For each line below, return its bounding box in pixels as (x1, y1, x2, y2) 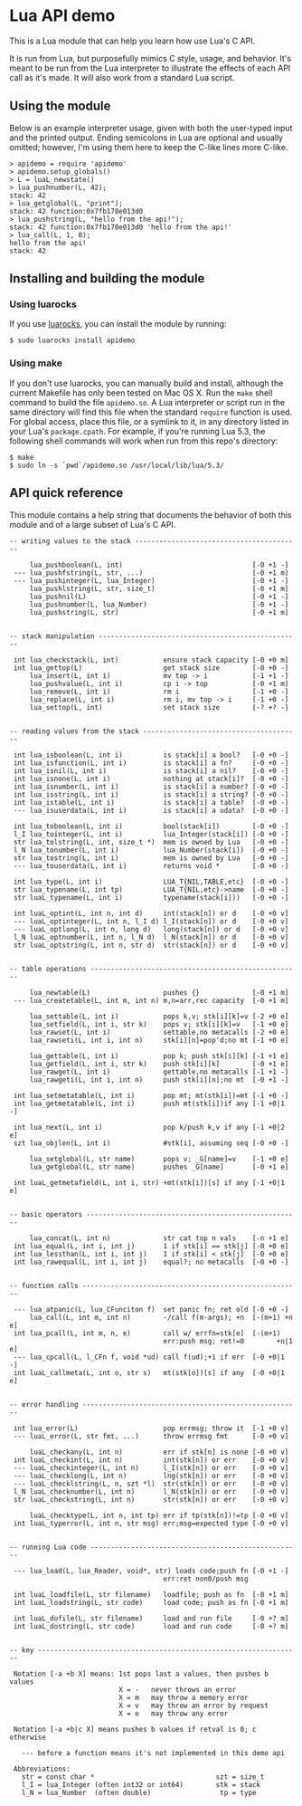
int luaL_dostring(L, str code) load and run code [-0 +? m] (13, 1621, 289, 1630)
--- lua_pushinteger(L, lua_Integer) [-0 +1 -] (13, 576, 289, 585)
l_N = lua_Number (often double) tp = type (21, 1788, 257, 1797)
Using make (9, 357, 63, 369)
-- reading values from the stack (9, 726, 140, 736)
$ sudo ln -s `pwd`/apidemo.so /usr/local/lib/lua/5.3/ (9, 461, 224, 470)
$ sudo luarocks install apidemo (9, 336, 136, 345)
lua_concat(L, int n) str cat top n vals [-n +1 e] (29, 1233, 289, 1243)
